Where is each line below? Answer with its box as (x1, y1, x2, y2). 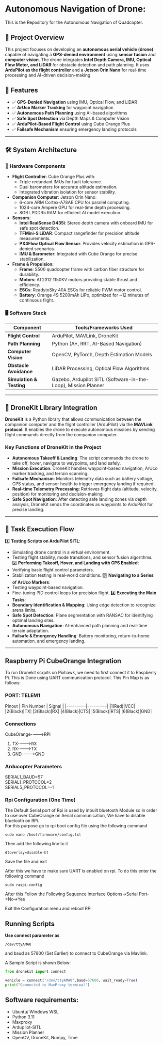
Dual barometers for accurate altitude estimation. (19, 184, 118, 190)
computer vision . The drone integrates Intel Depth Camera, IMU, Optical (5, 57, 151, 63)
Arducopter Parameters (5, 763, 62, 770)
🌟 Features (5, 86, 38, 95)
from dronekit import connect (5, 969, 66, 974)
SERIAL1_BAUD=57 (5, 774, 43, 780)
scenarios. (34, 246, 55, 252)
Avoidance (7, 368, 33, 375)
